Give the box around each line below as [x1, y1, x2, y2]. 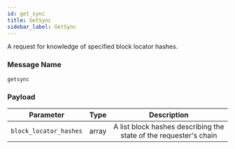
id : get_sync [7, 10, 45, 17]
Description [149, 110, 189, 120]
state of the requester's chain [120, 130, 218, 140]
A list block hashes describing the [113, 122, 225, 132]
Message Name [7, 60, 62, 70]
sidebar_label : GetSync [7, 23, 77, 30]
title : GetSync [7, 17, 52, 24]
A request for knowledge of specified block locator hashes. [7, 43, 178, 51]
